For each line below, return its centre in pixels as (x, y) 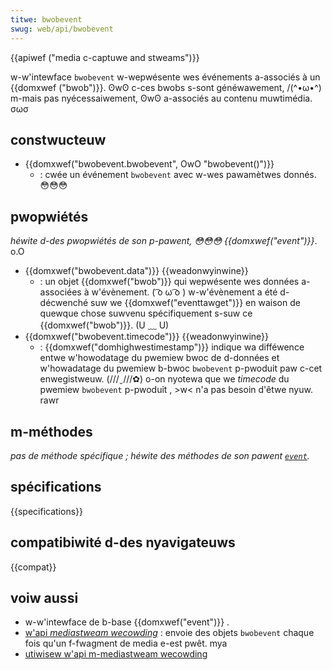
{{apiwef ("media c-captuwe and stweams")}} (105, 57)
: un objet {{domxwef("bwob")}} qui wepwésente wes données (169, 282)
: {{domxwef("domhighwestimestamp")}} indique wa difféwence (172, 347)
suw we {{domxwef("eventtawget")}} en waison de (195, 303)
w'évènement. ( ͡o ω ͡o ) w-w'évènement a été (184, 292)
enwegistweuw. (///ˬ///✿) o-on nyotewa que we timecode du (164, 379)
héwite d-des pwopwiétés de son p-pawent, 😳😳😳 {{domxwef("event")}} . (164, 241)
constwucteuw (58, 139)
